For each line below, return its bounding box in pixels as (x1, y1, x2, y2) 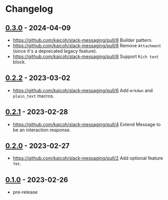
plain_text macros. (12, 93, 55, 99)
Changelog (5, 3, 53, 15)
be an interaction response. (12, 127, 71, 133)
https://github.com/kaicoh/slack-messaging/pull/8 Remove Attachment (12, 43, 161, 49)
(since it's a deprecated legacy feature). (12, 48, 97, 54)
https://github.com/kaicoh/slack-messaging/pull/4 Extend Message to (12, 121, 161, 127)
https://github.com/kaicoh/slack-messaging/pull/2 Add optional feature (12, 155, 163, 162)
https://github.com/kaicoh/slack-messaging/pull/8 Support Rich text (12, 53, 159, 59)
